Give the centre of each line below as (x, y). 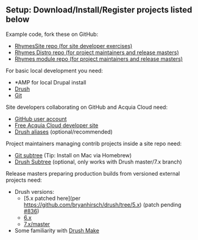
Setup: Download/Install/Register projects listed (99, 10)
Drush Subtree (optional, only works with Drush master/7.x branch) (98, 162)
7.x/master (37, 224)
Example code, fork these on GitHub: (52, 34)
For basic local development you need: (54, 70)
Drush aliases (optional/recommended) (64, 132)
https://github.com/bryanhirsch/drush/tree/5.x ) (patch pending (102, 204)
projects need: (24, 180)
